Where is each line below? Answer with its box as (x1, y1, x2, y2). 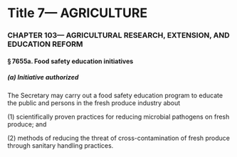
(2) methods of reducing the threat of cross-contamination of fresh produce (7, 134, 230, 142)
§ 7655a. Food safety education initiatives (7, 57, 134, 65)
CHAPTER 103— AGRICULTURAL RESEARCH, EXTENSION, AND (7, 31, 230, 40)
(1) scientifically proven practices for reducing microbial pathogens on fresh (7, 112, 230, 121)
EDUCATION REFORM (7, 39, 83, 49)
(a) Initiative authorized (7, 73, 79, 82)
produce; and (7, 119, 47, 129)
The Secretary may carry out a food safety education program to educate (7, 91, 223, 99)
